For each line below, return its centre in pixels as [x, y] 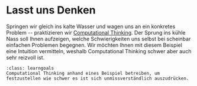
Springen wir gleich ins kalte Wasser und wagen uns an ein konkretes [91, 26]
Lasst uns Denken [51, 10]
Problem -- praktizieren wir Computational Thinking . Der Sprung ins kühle [96, 32]
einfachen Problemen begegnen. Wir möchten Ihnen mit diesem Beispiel [94, 45]
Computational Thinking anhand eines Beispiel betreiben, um [83, 73]
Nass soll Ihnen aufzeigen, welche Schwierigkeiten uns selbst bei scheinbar [98, 39]
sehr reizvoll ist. [25, 57]
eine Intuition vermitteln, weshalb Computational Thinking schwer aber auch [99, 51]
